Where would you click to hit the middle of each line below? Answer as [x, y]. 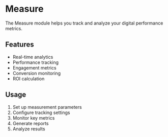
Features [20, 45]
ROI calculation [29, 78]
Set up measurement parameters [47, 107]
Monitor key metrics [34, 118]
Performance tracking [36, 62]
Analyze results [29, 129]
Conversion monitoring [37, 73]
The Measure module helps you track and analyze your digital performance [84, 23]
